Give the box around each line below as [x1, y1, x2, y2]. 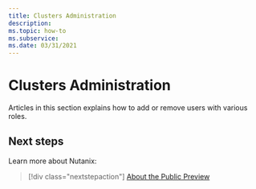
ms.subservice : [8, 34, 59, 43]
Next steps [8, 134, 64, 149]
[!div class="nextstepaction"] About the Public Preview [27, 171, 210, 181]
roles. [8, 112, 27, 121]
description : [8, 19, 52, 27]
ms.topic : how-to [8, 27, 67, 35]
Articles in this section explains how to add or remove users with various [8, 103, 248, 113]
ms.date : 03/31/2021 [8, 42, 78, 50]
